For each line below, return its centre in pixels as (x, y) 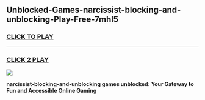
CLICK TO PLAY (30, 37)
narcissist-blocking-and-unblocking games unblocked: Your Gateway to (100, 84)
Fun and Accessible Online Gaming (52, 90)
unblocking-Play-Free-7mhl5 (63, 20)
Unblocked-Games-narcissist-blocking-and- (94, 10)
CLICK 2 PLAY (27, 59)
